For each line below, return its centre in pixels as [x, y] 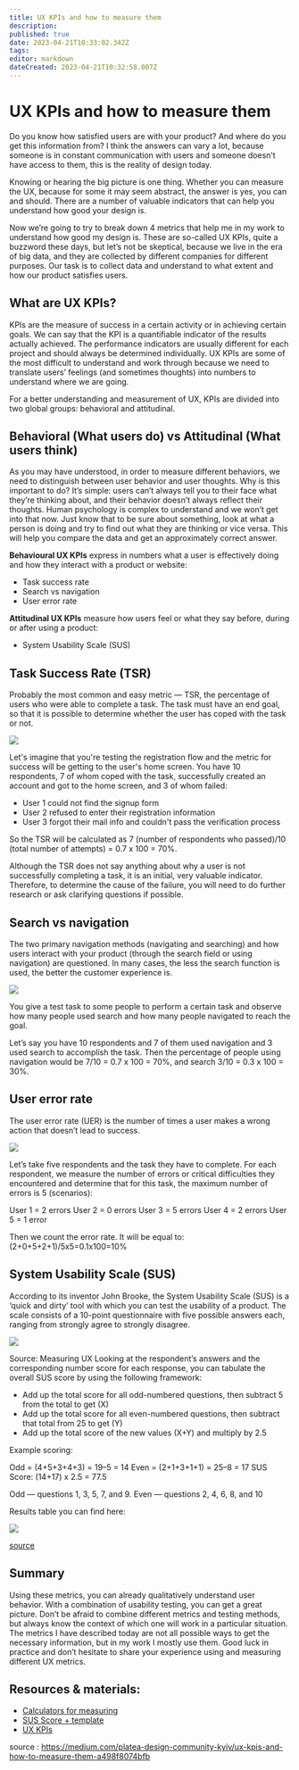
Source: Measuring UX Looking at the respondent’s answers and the [135, 1359]
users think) [44, 450]
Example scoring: [41, 1450]
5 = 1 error [28, 1219]
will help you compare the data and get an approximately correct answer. [144, 538]
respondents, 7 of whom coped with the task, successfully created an [137, 777]
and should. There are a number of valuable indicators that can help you [142, 201]
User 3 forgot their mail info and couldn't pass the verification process [151, 822]
